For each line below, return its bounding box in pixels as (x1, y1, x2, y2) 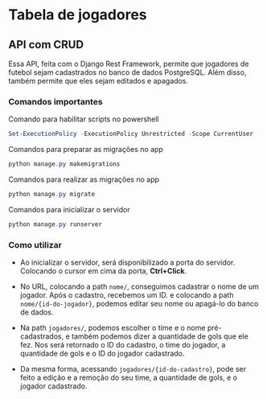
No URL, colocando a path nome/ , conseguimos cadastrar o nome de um (19, 282, 260, 291)
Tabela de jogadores (8, 6, 147, 24)
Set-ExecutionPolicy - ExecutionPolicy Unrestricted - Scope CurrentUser (8, 130, 253, 138)
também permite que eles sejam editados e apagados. (8, 76, 189, 85)
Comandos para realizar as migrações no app (8, 175, 159, 184)
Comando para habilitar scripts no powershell (8, 114, 159, 124)
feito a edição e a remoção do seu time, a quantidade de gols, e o (19, 372, 238, 383)
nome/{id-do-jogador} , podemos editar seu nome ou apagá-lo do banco (19, 299, 259, 309)
